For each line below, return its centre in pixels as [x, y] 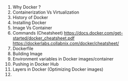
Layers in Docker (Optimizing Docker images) [58, 69]
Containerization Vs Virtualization [46, 12]
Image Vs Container [32, 28]
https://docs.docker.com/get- [93, 33]
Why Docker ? [26, 7]
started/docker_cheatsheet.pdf [43, 38]
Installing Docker [29, 22]
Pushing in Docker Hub [35, 64]
